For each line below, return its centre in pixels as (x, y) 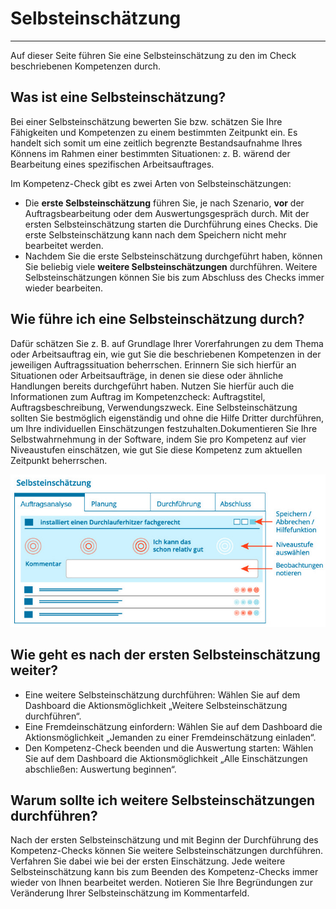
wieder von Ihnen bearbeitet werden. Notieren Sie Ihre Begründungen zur (161, 883)
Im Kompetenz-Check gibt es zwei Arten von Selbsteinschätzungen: (151, 183)
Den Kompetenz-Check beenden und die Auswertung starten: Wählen (169, 748)
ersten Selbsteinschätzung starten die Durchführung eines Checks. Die (171, 224)
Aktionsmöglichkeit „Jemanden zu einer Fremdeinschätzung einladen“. (170, 737)
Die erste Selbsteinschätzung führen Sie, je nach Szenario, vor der (164, 203)
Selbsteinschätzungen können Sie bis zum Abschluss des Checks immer (174, 277)
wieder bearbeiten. (64, 288)
